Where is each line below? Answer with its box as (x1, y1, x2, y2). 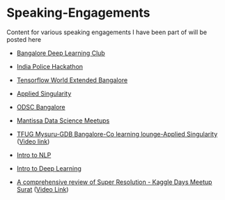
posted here (6, 35, 42, 43)
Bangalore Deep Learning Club (16, 49, 105, 57)
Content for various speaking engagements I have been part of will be (6, 28, 208, 36)
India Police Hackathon (16, 62, 84, 70)
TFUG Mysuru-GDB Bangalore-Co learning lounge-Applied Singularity (16, 130, 218, 138)
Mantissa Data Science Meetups (16, 116, 110, 125)
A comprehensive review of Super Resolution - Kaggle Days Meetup (16, 178, 212, 186)
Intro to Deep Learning (16, 164, 82, 172)
